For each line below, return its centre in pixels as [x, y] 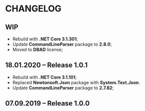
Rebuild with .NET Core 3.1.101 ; [44, 77]
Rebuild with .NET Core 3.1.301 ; [45, 39]
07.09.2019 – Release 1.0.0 [47, 103]
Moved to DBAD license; [38, 50]
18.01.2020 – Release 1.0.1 [46, 65]
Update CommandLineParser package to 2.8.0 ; [62, 44]
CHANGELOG [33, 9]
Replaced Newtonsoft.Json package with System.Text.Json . [76, 82]
